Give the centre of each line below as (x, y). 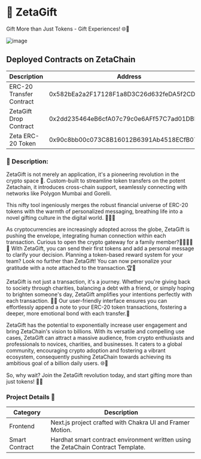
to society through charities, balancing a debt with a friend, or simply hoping (100, 288)
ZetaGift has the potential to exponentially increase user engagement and (97, 325)
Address (129, 76)
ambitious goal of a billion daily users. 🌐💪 (57, 363)
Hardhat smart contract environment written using (121, 440)
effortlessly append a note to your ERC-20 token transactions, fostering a (97, 307)
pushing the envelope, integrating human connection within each (86, 236)
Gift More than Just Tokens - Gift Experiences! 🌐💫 (68, 29)
